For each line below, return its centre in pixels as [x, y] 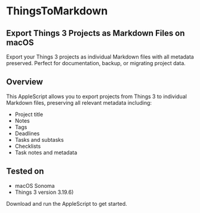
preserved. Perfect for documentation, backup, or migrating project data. [96, 63]
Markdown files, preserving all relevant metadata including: [79, 102]
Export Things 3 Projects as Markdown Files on [96, 33]
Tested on [25, 171]
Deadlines [27, 133]
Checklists [28, 146]
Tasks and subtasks [39, 139]
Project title [29, 114]
